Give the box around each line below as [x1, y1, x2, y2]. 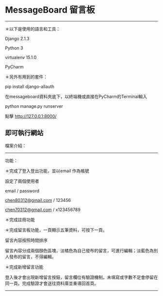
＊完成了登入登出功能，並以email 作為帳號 [5, 168, 90, 174]
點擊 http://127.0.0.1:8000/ [5, 113, 57, 119]
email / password [5, 188, 40, 194]
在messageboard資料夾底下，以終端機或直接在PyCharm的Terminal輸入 [5, 93, 147, 99]
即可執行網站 [5, 129, 44, 137]
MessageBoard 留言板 [5, 4, 95, 16]
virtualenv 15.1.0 [5, 54, 37, 60]
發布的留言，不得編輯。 [9, 253, 56, 260]
